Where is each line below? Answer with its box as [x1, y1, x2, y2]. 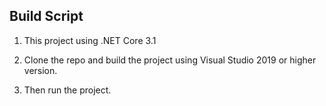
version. [23, 64, 58, 76]
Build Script [9, 8, 84, 25]
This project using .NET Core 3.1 [23, 34, 157, 46]
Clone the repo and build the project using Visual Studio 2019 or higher [23, 54, 317, 66]
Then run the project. [23, 84, 112, 96]
